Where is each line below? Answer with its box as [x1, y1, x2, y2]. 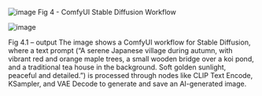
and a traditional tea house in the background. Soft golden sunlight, [8, 62, 227, 72]
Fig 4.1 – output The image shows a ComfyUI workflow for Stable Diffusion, [8, 37, 251, 47]
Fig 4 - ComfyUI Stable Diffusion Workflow [38, 8, 177, 16]
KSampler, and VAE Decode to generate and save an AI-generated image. [8, 79, 247, 88]
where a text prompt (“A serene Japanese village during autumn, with [8, 46, 234, 55]
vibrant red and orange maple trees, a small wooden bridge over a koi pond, [8, 55, 254, 63]
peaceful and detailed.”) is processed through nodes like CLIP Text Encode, [8, 71, 253, 80]
